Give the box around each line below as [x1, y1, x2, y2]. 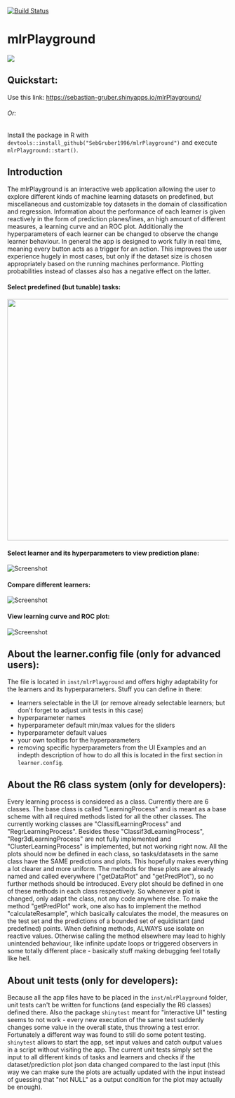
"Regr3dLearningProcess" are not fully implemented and [7, 835, 172, 843]
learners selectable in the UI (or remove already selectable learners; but [17, 699, 226, 707]
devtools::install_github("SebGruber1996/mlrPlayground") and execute [7, 138, 217, 147]
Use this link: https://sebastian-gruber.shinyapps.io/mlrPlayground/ [7, 93, 202, 101]
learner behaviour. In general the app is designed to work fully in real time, [7, 237, 222, 245]
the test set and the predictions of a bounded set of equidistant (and [7, 917, 205, 925]
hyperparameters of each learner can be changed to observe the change [7, 229, 219, 238]
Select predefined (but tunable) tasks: [7, 283, 121, 292]
